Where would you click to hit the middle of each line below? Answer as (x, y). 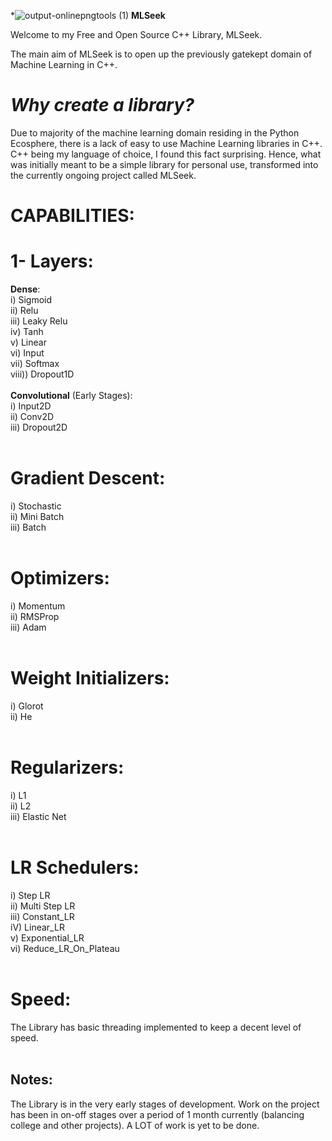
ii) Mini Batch (37, 516)
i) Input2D (31, 406)
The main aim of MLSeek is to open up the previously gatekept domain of (161, 54)
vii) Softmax (35, 364)
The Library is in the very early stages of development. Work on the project (165, 1104)
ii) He (21, 716)
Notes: (31, 1080)
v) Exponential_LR (47, 937)
